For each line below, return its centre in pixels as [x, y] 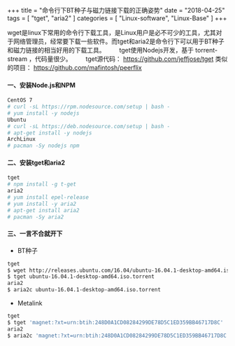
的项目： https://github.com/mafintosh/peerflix [74, 68]
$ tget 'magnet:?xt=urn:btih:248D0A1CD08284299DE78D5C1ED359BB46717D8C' [115, 322]
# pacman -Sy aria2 [36, 217]
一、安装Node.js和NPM [41, 85]
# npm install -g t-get [42, 184]
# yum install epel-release [48, 198]
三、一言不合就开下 [35, 234]
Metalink [30, 303]
